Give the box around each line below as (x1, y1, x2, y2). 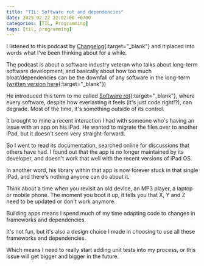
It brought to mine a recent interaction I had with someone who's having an (6, 117, 195, 124)
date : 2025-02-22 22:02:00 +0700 (6, 15, 91, 21)
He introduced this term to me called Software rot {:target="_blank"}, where (6, 92, 195, 99)
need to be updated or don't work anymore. (6, 198, 116, 205)
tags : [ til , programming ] (6, 26, 72, 32)
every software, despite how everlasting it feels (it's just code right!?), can (6, 99, 192, 106)
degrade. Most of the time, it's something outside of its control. (6, 105, 165, 113)
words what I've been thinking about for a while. (6, 49, 127, 57)
